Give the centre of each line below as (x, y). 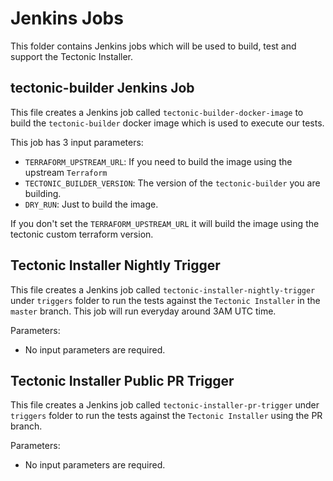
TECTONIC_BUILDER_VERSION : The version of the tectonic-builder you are (172, 183)
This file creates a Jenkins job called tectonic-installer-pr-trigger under (165, 405)
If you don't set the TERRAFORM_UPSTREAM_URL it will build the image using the (165, 223)
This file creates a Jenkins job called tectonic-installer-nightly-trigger (163, 289)
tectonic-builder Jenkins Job (102, 88)
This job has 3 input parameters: (77, 142)
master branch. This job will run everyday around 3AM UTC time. (143, 311)
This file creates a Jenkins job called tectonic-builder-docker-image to (157, 112)
